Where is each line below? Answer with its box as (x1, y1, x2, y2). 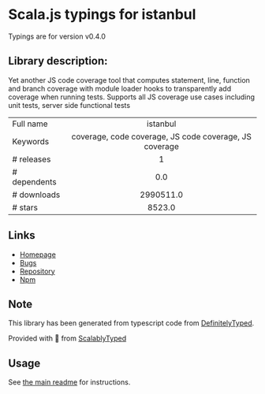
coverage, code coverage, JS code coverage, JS (71, 131, 252, 142)
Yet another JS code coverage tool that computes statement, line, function (8, 75, 251, 84)
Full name (12, 118, 49, 129)
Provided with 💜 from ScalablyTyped (8, 333, 127, 344)
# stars (12, 202, 38, 213)
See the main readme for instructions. (8, 377, 131, 387)
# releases (12, 154, 51, 165)
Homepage (19, 250, 57, 259)
